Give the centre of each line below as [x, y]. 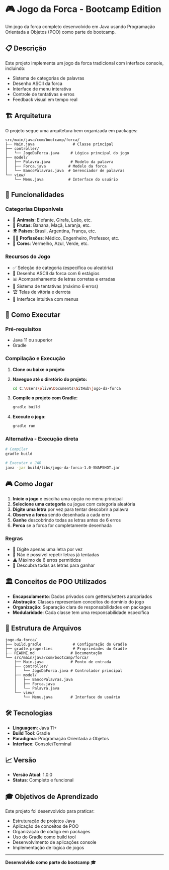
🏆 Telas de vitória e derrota [41, 292]
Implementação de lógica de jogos [48, 848]
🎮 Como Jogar [29, 484]
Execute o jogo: [29, 417]
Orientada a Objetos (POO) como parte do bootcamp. [61, 32]
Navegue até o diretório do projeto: [50, 379]
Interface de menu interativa [42, 89]
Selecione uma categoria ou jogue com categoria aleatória [74, 504]
